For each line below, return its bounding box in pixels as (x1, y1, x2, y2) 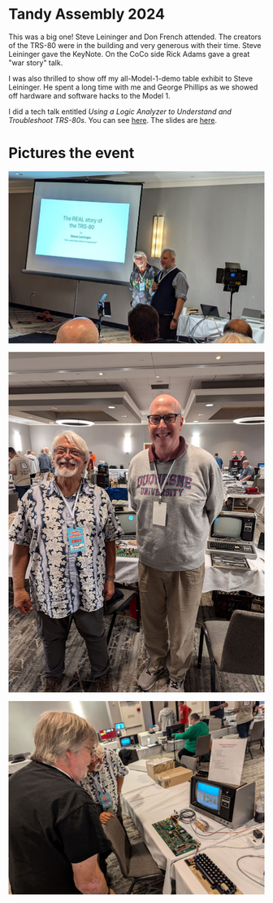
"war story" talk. (8, 58, 63, 68)
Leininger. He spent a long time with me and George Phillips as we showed (8, 82, 258, 92)
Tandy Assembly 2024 (8, 5, 165, 24)
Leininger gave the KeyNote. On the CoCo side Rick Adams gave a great (8, 49, 250, 59)
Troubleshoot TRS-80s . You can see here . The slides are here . (8, 115, 218, 125)
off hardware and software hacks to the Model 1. (8, 90, 171, 100)
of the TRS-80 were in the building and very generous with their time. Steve (8, 40, 262, 50)
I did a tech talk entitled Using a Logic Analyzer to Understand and (8, 107, 232, 116)
